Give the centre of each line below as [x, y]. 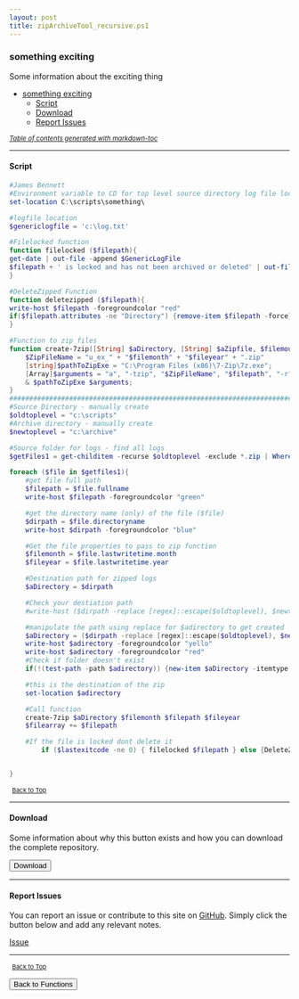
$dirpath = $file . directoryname [85, 521]
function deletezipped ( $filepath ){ [77, 299]
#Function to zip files [53, 341]
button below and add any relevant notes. [85, 925]
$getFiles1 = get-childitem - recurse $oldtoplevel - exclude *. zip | [139, 456]
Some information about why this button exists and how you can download [146, 838]
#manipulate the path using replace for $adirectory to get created [155, 627]
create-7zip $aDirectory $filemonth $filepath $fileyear [133, 717]
